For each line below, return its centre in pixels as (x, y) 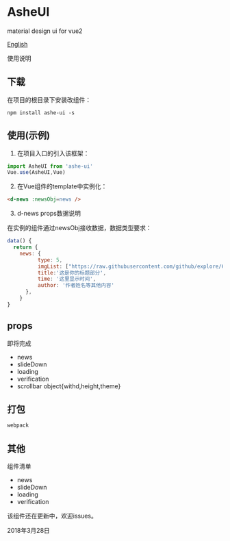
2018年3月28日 (28, 531)
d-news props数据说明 (49, 214)
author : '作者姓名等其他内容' (76, 286)
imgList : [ (53, 266)
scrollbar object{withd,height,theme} (69, 386)
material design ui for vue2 (45, 31)
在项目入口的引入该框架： (53, 153)
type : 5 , (50, 260)
